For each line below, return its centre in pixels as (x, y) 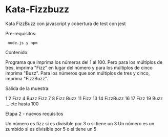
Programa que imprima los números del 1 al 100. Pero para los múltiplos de (84, 62)
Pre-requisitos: (21, 33)
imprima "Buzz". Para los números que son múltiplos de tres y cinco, (78, 73)
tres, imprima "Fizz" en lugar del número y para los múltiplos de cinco (79, 67)
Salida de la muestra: (27, 88)
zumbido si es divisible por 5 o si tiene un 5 (51, 129)
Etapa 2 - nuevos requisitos (34, 113)
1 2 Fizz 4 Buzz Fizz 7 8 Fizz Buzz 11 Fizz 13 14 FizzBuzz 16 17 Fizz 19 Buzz (84, 98)
